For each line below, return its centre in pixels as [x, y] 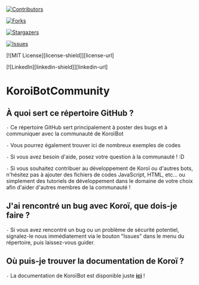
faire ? [18, 216]
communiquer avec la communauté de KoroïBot [65, 134]
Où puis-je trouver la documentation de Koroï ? [95, 261]
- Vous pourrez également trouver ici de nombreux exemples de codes [94, 145]
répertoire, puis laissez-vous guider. [50, 242]
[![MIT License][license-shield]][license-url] [60, 55]
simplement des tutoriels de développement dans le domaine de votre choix [99, 181]
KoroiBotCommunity [58, 91]
